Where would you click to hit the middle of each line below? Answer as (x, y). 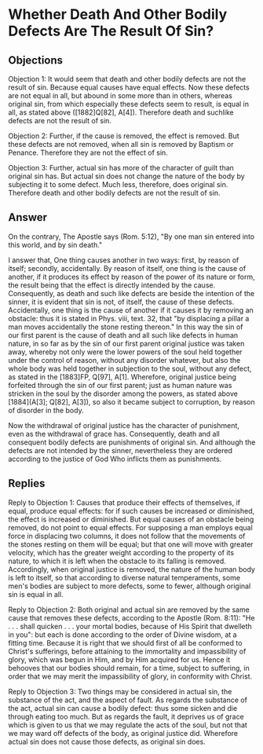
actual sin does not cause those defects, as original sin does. (107, 741)
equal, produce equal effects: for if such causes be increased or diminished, (131, 511)
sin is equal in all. (36, 594)
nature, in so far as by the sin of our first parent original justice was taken (126, 343)
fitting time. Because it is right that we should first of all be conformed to (125, 642)
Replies (27, 483)
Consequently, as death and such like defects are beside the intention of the (131, 293)
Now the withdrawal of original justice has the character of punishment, (124, 425)
